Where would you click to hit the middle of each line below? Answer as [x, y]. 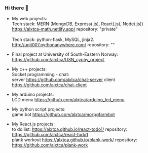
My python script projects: [38, 109]
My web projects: [29, 19]
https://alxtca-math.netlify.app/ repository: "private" [65, 29]
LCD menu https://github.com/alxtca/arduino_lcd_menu [68, 100]
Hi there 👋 [17, 8]
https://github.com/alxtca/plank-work [50, 145]
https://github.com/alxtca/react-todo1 [50, 135]
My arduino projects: [33, 95]
